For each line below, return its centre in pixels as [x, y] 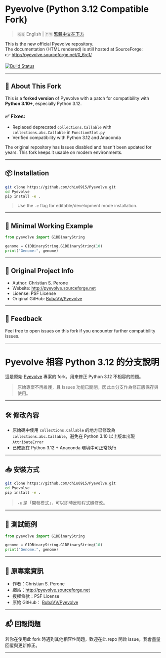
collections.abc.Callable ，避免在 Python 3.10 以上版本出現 [73, 436]
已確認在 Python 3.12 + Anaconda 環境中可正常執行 [64, 448]
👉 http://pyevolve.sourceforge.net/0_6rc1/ [49, 54]
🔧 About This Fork [33, 86]
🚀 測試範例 [21, 525]
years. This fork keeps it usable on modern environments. [64, 152]
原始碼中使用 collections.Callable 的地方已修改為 [64, 430]
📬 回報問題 [23, 624]
